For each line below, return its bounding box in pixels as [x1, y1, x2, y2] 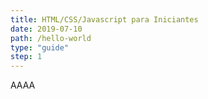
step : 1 [10, 52, 43, 62]
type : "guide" [10, 42, 70, 53]
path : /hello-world [10, 33, 92, 43]
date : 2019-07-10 [10, 24, 83, 34]
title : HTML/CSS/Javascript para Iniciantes [10, 14, 199, 25]
